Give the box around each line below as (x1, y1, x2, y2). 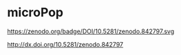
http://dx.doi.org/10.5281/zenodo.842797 (7, 40, 124, 48)
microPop (7, 5, 64, 20)
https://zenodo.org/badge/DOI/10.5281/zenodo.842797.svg (7, 27, 174, 35)
